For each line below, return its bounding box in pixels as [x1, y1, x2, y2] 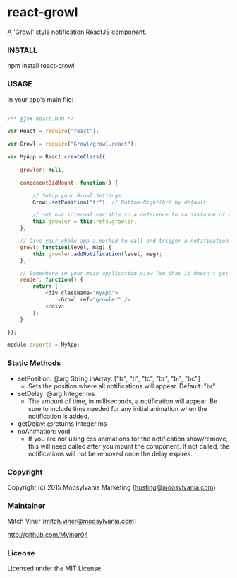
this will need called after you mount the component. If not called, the [28, 441, 231, 450]
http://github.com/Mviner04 [7, 531, 89, 539]
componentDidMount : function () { [20, 179, 119, 186]
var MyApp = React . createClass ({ [7, 154, 106, 161]
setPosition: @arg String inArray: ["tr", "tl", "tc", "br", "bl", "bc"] [17, 374, 201, 383]
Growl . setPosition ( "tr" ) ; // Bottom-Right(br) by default [32, 199, 207, 206]
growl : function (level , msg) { [20, 243, 112, 251]
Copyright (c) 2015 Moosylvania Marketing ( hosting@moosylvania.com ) [7, 482, 217, 492]
